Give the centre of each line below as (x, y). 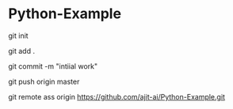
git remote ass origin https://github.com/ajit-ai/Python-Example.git (117, 96)
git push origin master (44, 81)
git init (19, 36)
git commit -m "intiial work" (53, 66)
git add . (22, 51)
